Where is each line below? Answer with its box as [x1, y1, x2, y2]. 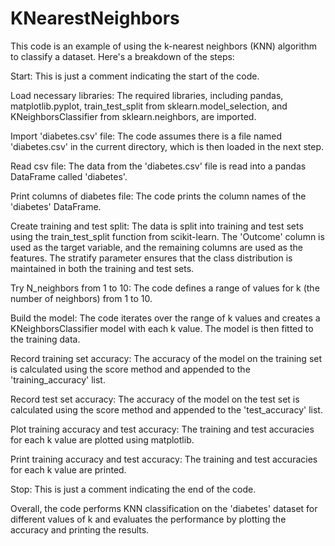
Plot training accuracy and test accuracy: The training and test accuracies [10, 423, 315, 435]
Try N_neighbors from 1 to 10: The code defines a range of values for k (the [10, 282, 320, 294]
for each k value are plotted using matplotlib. [10, 433, 195, 446]
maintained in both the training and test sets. [10, 262, 195, 274]
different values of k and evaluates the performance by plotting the [10, 513, 287, 525]
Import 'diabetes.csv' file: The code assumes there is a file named [10, 130, 283, 142]
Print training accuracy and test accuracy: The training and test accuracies [10, 453, 318, 465]
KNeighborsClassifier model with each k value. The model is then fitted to [10, 322, 314, 334]
